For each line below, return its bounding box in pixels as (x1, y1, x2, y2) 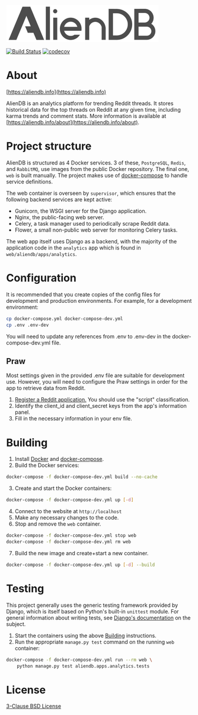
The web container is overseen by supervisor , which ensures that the (6, 189, 176, 197)
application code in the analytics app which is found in (6, 244, 141, 251)
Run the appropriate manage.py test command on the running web (14, 638, 175, 646)
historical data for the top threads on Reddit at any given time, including (6, 106, 181, 113)
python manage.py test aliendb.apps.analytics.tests (17, 663, 150, 669)
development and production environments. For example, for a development (6, 297, 192, 304)
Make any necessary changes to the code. (14, 514, 119, 521)
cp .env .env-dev (6, 322, 49, 328)
